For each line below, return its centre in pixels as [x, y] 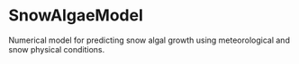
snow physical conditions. [57, 49]
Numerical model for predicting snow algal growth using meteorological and [149, 40]
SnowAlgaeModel [76, 16]
